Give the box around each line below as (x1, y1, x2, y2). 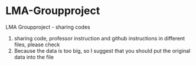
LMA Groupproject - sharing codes (5, 23, 90, 30)
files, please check (14, 41, 60, 48)
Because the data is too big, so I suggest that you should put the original (14, 47, 191, 54)
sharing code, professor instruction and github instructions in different (14, 35, 185, 42)
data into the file (14, 53, 54, 60)
